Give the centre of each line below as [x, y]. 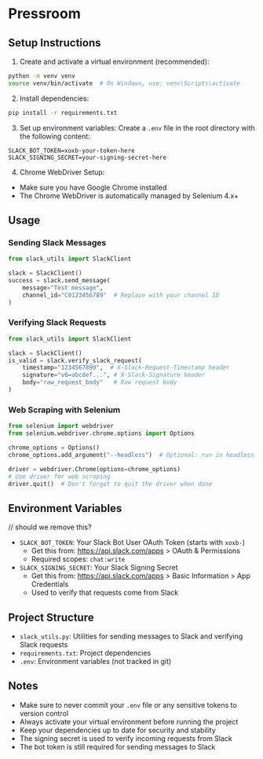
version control [44, 713]
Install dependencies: [54, 98]
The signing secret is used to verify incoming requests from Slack [126, 738]
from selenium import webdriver [61, 426]
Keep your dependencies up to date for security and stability [117, 730]
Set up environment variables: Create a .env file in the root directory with [137, 127]
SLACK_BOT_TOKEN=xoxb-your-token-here [71, 150]
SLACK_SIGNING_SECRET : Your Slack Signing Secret [99, 568]
